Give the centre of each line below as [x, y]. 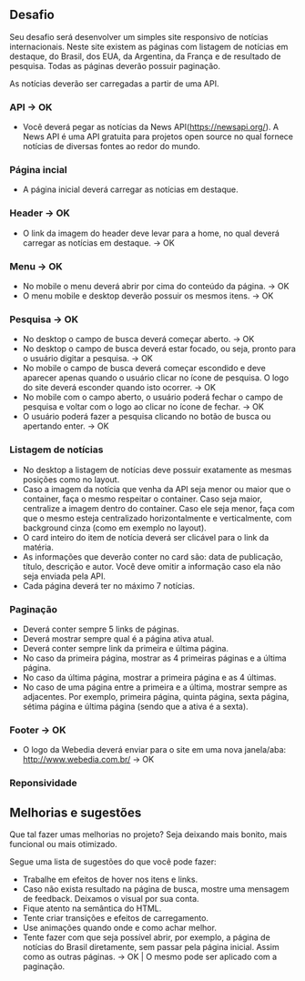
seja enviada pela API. [64, 576]
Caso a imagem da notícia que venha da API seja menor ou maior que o [157, 489]
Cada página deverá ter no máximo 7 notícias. [109, 585]
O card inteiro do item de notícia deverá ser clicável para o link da [146, 537]
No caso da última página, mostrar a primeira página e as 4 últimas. [149, 677]
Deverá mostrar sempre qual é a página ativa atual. [118, 638]
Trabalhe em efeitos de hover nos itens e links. [110, 879]
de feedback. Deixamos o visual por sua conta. [111, 898]
